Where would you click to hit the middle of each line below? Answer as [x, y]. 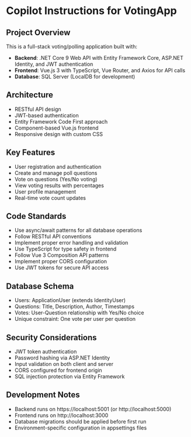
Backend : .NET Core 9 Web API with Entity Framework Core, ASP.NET [99, 58]
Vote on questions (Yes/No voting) [56, 179]
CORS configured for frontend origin [58, 370]
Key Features [31, 153]
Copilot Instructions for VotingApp [91, 11]
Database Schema [40, 286]
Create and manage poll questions [56, 173]
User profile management [45, 191]
